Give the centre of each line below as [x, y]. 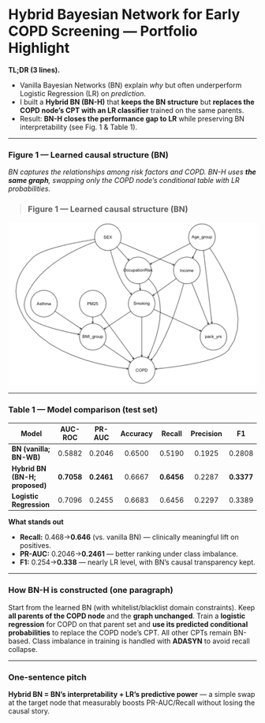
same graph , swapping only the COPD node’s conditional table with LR [124, 181]
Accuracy [136, 433]
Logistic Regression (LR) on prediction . [82, 93]
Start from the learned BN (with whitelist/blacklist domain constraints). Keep [132, 607]
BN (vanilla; [31, 449]
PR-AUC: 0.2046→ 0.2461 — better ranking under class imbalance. [129, 554]
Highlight [39, 48]
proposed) [29, 485]
